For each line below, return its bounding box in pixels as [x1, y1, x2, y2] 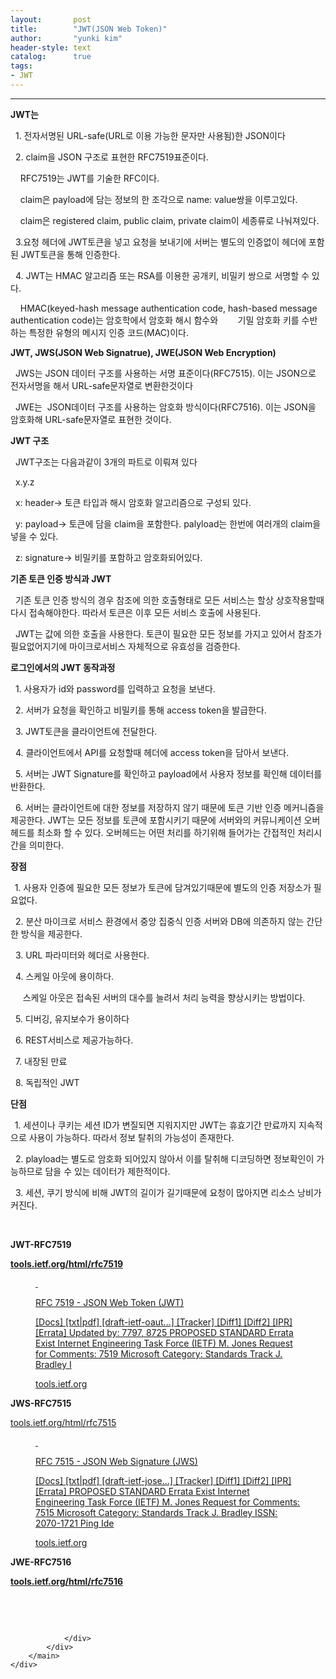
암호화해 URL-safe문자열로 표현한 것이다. [10, 413, 172, 425]
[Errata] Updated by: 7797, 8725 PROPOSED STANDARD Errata [35, 1326, 294, 1338]
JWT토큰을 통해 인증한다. [20, 248, 121, 260]
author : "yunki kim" [10, 33, 123, 43]
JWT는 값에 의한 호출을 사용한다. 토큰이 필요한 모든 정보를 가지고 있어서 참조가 [14, 627, 323, 640]
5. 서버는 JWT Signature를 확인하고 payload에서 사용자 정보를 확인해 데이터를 [14, 767, 323, 780]
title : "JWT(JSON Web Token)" [10, 24, 168, 34]
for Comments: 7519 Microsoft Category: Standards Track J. [35, 1347, 283, 1360]
